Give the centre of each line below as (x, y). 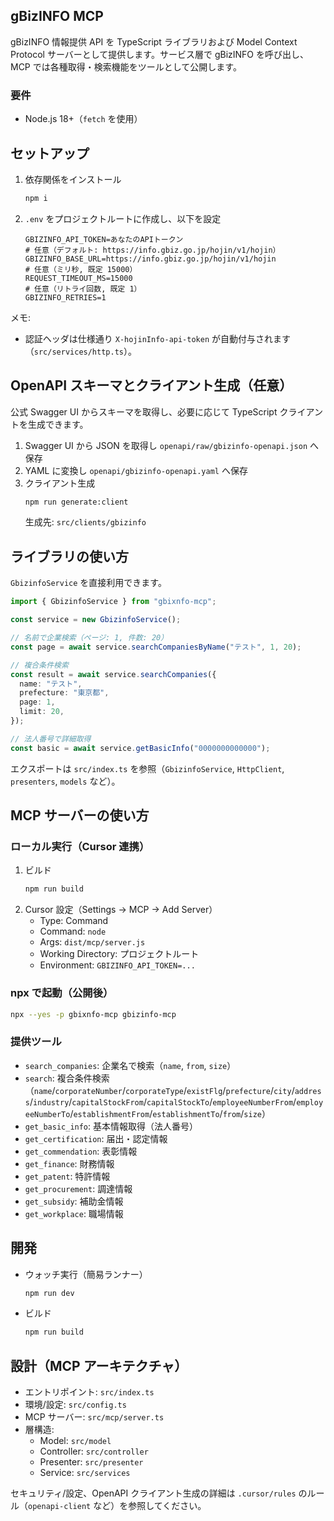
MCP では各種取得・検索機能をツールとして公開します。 (126, 66)
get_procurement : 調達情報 (78, 1188)
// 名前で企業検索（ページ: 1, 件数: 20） (89, 638)
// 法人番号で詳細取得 (51, 739)
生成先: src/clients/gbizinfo (85, 522)
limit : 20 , (42, 712)
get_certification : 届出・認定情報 (96, 1138)
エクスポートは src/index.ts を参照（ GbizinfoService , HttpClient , (147, 768)
